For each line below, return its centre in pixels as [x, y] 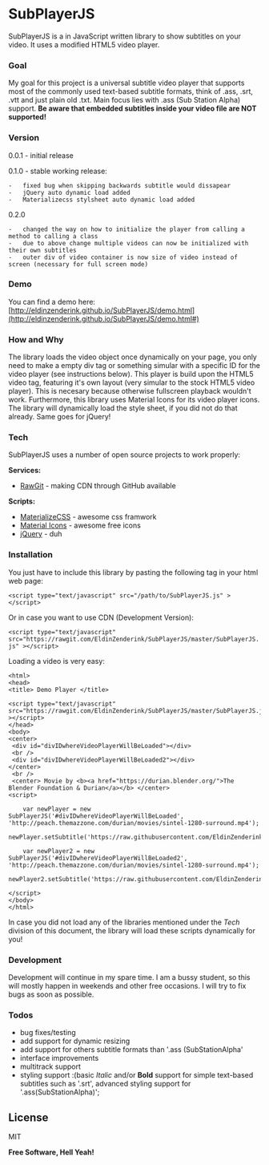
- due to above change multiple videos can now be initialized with [128, 243]
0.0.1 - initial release [41, 155]
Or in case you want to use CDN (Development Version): [101, 617]
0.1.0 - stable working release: [58, 171]
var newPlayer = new [57, 809]
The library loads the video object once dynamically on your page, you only [133, 357]
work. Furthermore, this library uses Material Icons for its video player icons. [134, 400]
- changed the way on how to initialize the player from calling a [127, 229]
